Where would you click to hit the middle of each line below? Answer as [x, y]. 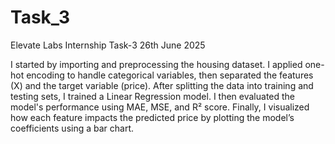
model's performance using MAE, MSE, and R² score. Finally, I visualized [160, 107]
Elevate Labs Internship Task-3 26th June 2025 [108, 45]
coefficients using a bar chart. [72, 128]
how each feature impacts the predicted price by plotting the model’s [152, 117]
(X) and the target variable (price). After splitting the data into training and [162, 85]
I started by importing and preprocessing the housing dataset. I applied [156, 64]
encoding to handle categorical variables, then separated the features [170, 75]
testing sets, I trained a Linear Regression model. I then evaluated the [153, 96]
